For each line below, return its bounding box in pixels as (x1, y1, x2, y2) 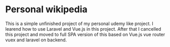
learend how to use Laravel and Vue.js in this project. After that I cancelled (5, 26, 161, 32)
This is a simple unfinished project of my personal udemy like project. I (5, 20, 154, 27)
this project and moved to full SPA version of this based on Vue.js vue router (5, 31, 165, 37)
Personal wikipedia (5, 4, 88, 15)
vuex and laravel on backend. (5, 37, 67, 43)
